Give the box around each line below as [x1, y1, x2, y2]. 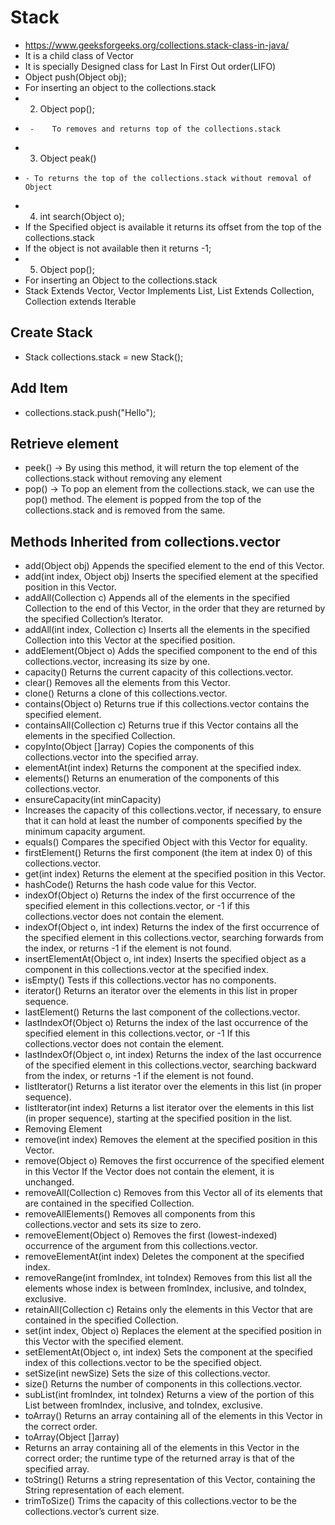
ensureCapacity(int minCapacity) [24, 794, 162, 806]
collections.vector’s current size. [24, 1506, 160, 1518]
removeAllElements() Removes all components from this [24, 1208, 256, 1220]
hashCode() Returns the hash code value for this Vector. [24, 879, 257, 891]
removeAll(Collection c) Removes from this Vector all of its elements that [24, 1187, 323, 1199]
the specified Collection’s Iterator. [24, 613, 164, 625]
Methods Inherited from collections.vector [10, 533, 281, 550]
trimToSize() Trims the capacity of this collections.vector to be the [24, 1495, 297, 1507]
